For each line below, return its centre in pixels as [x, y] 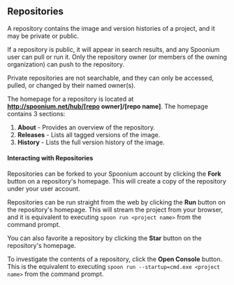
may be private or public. [43, 36]
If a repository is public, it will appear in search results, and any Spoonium [114, 49]
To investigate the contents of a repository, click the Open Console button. [115, 259]
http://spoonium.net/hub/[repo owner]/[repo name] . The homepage [108, 106]
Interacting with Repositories [50, 158]
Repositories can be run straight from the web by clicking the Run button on [116, 202]
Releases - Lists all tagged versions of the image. [89, 134]
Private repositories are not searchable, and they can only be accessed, [111, 78]
